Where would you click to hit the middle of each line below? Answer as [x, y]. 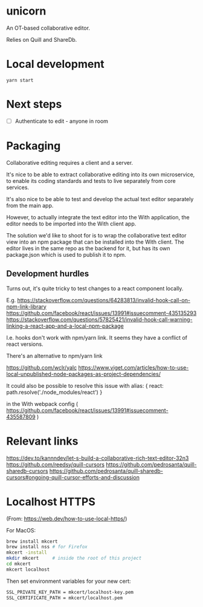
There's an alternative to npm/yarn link [54, 356]
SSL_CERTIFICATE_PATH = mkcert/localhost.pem [64, 598]
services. [18, 187]
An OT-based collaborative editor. [48, 28]
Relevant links [42, 441]
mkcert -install [27, 552]
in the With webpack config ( [42, 403]
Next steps [34, 104]
